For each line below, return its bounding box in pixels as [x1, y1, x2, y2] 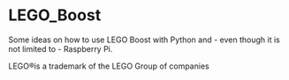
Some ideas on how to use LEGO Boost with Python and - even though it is [8, 34, 280, 45]
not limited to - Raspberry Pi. [8, 43, 113, 54]
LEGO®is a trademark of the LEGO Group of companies [8, 61, 209, 71]
